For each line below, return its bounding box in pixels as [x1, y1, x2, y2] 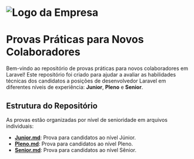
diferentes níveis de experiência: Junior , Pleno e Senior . [6, 84, 143, 91]
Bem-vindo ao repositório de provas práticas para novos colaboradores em [6, 65, 188, 72]
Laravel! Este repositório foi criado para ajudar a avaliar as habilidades [6, 71, 176, 78]
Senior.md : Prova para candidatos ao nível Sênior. [14, 146, 137, 153]
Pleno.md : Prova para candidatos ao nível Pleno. [14, 140, 133, 147]
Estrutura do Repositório [6, 101, 98, 111]
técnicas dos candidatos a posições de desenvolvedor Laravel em [6, 77, 166, 85]
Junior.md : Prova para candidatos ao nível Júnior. [14, 134, 136, 141]
